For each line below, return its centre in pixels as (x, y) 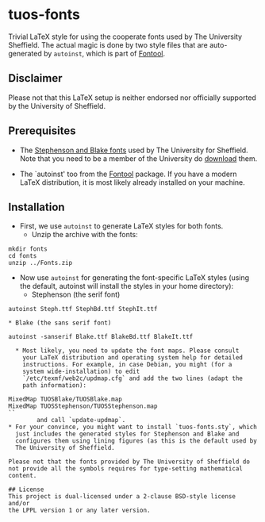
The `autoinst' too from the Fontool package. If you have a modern (128, 174)
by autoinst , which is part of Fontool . (104, 53)
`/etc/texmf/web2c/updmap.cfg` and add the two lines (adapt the (133, 378)
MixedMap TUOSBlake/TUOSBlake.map (65, 399)
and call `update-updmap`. (81, 420)
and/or (19, 504)
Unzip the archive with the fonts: (85, 235)
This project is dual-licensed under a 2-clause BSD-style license (122, 497)
